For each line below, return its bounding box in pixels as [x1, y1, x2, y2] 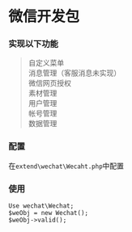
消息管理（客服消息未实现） [28, 68, 121, 78]
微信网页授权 [28, 78, 71, 88]
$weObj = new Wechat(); [8, 209, 89, 217]
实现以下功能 [8, 38, 59, 49]
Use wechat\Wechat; [8, 202, 75, 210]
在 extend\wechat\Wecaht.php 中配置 [8, 161, 124, 171]
